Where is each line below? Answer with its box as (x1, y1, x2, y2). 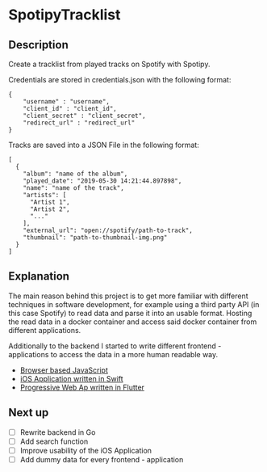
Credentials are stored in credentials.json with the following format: (8, 75, 232, 84)
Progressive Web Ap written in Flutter (19, 382, 145, 392)
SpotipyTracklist (8, 6, 121, 24)
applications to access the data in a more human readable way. (8, 349, 219, 359)
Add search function (19, 436, 89, 446)
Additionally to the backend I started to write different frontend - (8, 341, 222, 351)
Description (8, 38, 69, 52)
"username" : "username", (23, 98, 111, 106)
